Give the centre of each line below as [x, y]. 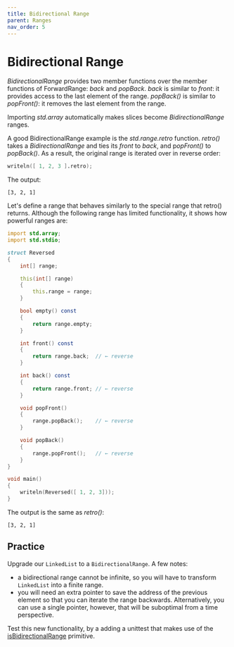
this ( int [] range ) [47, 279]
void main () [25, 479]
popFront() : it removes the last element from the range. [87, 103]
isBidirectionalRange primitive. [51, 636]
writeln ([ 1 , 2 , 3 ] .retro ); [50, 166]
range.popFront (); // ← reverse [83, 453]
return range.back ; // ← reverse [83, 356]
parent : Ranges [30, 20]
